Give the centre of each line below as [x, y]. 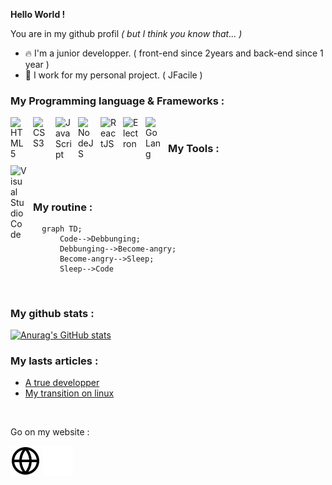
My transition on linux [69, 393]
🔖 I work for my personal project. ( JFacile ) [113, 75]
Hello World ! [38, 14]
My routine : [63, 207]
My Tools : [194, 149]
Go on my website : [50, 432]
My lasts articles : [54, 361]
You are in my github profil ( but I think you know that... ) [126, 33]
